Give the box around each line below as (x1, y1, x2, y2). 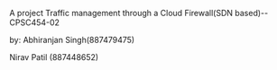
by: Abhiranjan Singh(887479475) (9, 35, 135, 45)
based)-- (234, 8, 269, 18)
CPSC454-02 (9, 17, 60, 28)
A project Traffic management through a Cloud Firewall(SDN (9, 8, 233, 18)
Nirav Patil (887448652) (9, 52, 99, 62)
